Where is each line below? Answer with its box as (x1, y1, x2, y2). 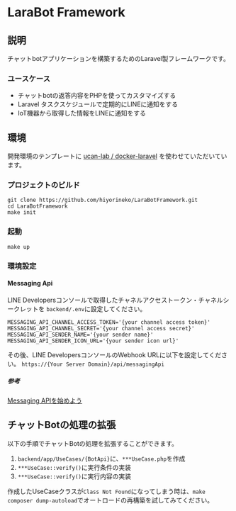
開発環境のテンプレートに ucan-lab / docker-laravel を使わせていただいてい (7, 152, 227, 160)
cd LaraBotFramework (7, 203, 69, 210)
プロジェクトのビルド (7, 180, 80, 190)
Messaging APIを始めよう (7, 396, 83, 405)
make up (7, 243, 30, 250)
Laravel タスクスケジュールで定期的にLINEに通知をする (17, 100, 179, 108)
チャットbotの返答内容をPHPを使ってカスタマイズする (17, 91, 176, 100)
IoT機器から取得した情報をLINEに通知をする (17, 109, 147, 118)
